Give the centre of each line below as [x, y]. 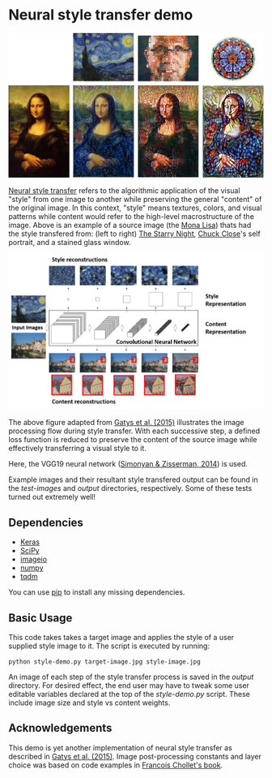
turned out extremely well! [52, 497]
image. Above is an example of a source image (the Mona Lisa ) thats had [130, 225]
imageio [33, 559]
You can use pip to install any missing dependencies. [97, 592]
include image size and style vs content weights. [89, 703]
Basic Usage [40, 618]
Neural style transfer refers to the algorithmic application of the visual [124, 190]
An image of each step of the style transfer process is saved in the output [131, 677]
